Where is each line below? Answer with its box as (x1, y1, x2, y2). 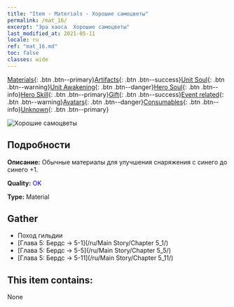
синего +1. (7, 165, 39, 174)
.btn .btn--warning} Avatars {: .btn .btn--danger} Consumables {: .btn (7, 98, 201, 106)
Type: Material (7, 192, 50, 201)
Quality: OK (7, 178, 42, 187)
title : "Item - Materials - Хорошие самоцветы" (7, 10, 149, 18)
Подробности (7, 139, 71, 151)
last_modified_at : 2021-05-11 (7, 30, 96, 37)
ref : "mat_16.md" (7, 43, 58, 50)
